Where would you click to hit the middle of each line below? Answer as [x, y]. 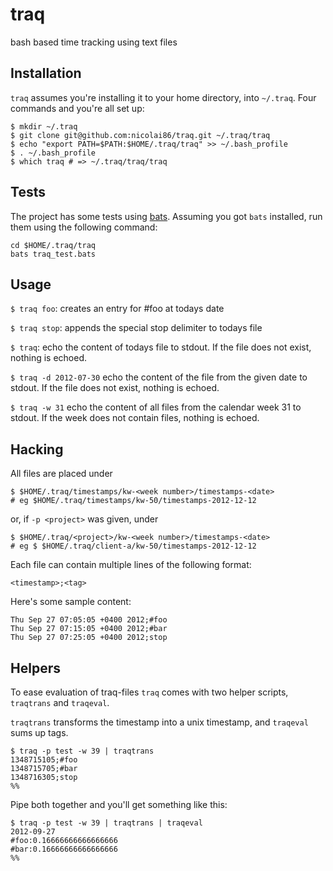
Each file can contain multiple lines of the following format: [131, 565]
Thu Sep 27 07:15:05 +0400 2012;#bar [89, 629]
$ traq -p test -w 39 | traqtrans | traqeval [106, 823]
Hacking [37, 449]
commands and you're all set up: [77, 108]
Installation [46, 73]
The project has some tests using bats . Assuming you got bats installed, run [166, 216]
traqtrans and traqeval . [60, 702]
